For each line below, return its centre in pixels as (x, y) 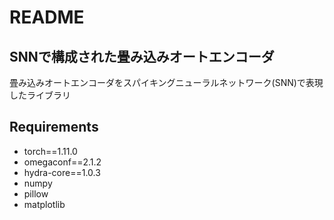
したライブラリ (40, 95)
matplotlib (44, 204)
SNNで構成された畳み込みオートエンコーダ (142, 56)
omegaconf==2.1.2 (62, 162)
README (47, 17)
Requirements (54, 127)
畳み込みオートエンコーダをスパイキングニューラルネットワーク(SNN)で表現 (166, 82)
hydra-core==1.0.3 (62, 172)
